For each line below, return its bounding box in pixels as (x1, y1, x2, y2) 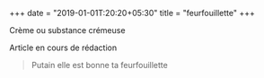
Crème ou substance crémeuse (9, 25, 126, 35)
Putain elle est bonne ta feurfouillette (31, 60, 168, 70)
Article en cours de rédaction (9, 42, 118, 53)
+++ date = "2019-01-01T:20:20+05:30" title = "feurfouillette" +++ (9, 8, 256, 18)
